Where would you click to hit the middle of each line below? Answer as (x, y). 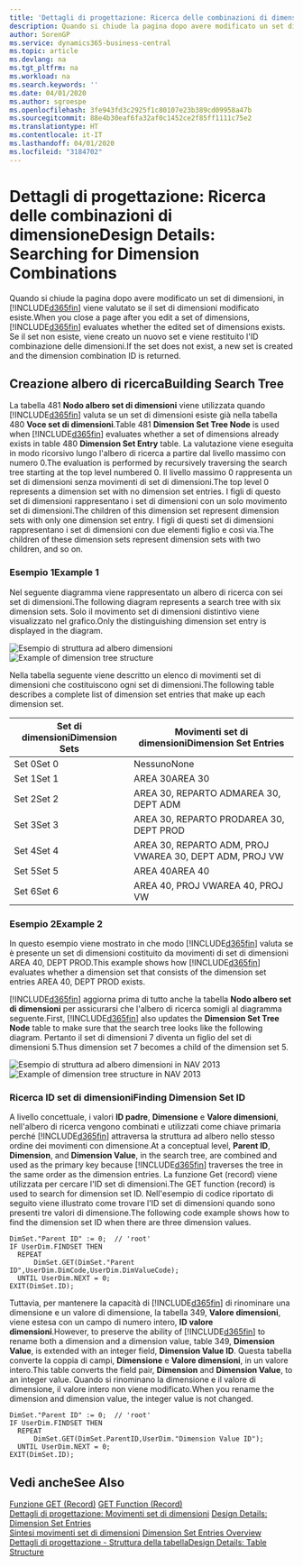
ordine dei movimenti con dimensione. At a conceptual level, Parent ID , (140, 1146)
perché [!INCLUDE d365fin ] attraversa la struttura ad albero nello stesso (142, 1136)
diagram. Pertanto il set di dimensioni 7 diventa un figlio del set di (131, 1037)
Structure (27, 1552)
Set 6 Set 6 (36, 891)
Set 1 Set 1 (36, 778)
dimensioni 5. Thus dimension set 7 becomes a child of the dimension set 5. (149, 1047)
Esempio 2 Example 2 (56, 923)
